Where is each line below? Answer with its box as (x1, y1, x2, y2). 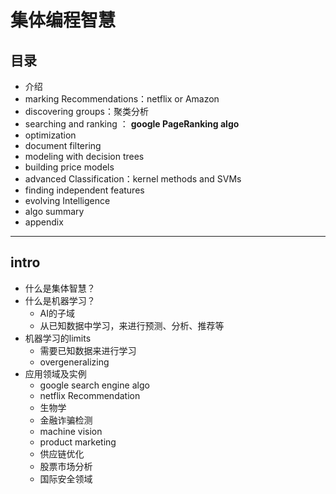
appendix (24, 216, 64, 228)
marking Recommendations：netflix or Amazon (24, 93, 220, 105)
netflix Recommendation (39, 389, 141, 401)
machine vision (39, 425, 103, 437)
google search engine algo (39, 379, 150, 391)
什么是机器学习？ (24, 294, 96, 306)
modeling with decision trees (24, 151, 145, 162)
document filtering (24, 140, 102, 151)
